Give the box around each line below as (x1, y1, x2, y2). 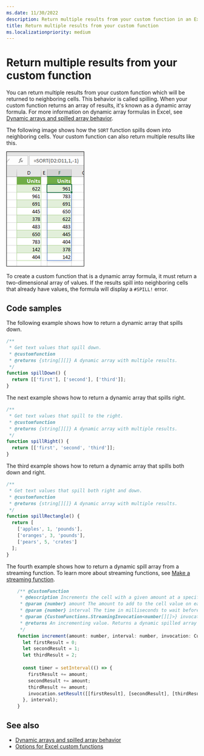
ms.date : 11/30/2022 (6, 10, 59, 16)
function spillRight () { (6, 438, 69, 444)
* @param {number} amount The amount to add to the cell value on (19, 601, 191, 607)
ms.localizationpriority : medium (6, 29, 91, 35)
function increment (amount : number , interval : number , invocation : (17, 633, 191, 639)
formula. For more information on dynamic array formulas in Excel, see (6, 108, 183, 115)
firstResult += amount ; (28, 671, 88, 677)
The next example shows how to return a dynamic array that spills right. (6, 394, 186, 401)
